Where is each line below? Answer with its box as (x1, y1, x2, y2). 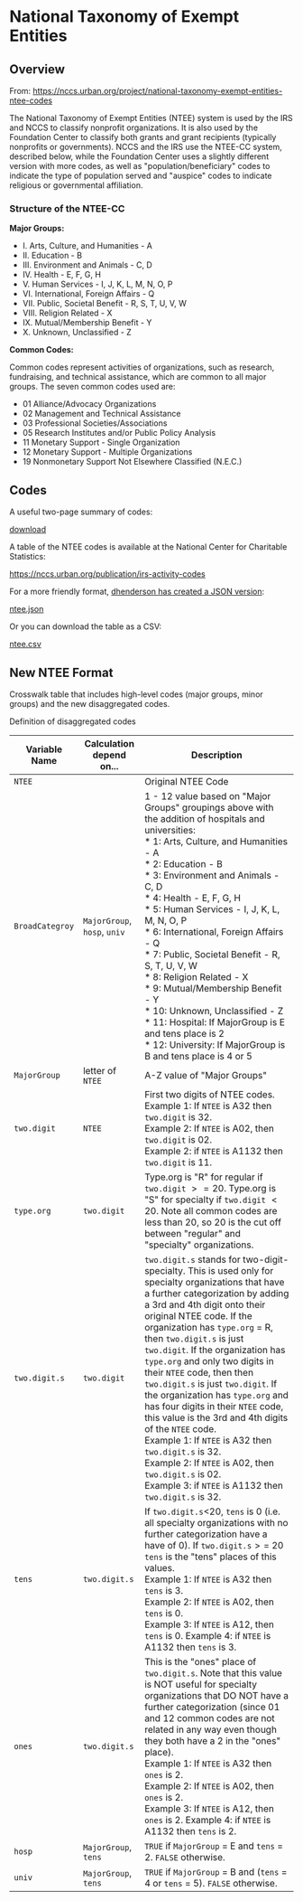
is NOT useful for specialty (143, 1678, 258, 1690)
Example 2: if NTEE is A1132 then (143, 1144, 284, 1157)
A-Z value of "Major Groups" (143, 1068, 268, 1081)
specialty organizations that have (143, 1275, 285, 1288)
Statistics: (9, 551, 47, 562)
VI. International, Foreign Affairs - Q (22, 288, 155, 299)
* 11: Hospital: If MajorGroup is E (143, 1015, 286, 1028)
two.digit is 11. (143, 1155, 213, 1168)
